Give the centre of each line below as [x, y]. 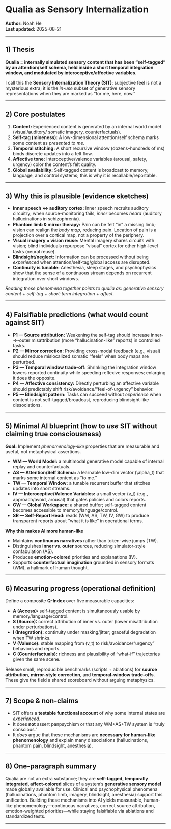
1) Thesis [20, 50]
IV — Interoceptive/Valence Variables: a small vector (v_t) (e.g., [80, 494]
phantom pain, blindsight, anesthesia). [53, 745]
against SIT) [25, 323]
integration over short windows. [46, 279]
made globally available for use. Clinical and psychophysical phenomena [81, 789]
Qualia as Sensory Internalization [77, 9]
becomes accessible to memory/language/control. [65, 510]
